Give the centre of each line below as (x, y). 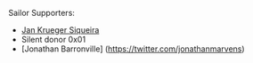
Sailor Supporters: (41, 13)
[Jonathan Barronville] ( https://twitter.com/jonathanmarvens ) (133, 49)
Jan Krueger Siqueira (60, 30)
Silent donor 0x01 (53, 39)
